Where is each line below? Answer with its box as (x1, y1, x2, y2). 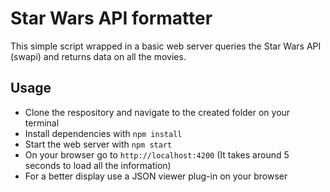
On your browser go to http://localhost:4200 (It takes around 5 (24, 148, 290, 161)
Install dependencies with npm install (24, 127, 183, 139)
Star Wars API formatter (10, 7, 213, 30)
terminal (24, 117, 60, 129)
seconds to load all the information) (24, 159, 172, 171)
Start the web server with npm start (24, 138, 173, 150)
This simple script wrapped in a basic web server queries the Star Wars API (10, 40, 322, 52)
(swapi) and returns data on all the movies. (10, 50, 187, 62)
